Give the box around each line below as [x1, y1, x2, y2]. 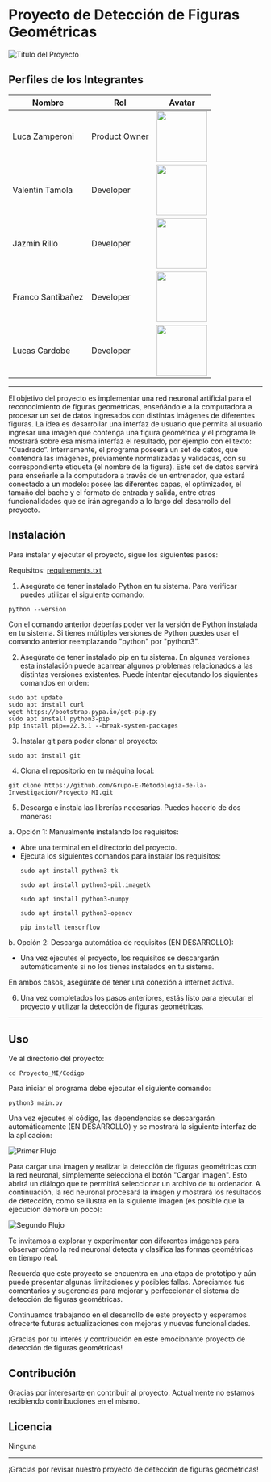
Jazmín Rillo [12, 237, 59, 249]
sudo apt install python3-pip [8, 715, 110, 723]
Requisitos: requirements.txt [8, 565, 102, 575]
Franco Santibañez [12, 291, 84, 302]
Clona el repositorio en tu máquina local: [19, 766, 155, 775]
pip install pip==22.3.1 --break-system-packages [8, 721, 179, 730]
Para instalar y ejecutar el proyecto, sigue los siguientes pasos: [8, 549, 219, 559]
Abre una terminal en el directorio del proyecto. [19, 842, 177, 852]
